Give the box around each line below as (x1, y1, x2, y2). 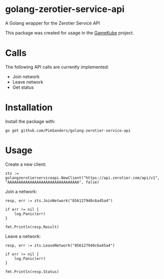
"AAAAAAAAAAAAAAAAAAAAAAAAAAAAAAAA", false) (5, 179, 99, 185)
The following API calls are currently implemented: (5, 64, 109, 70)
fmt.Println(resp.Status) (5, 269, 59, 274)
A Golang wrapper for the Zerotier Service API (5, 20, 100, 26)
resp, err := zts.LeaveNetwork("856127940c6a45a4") (5, 243, 115, 248)
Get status (12, 84, 34, 90)
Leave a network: (5, 233, 41, 239)
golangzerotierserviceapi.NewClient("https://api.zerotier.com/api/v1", (5, 175, 160, 180)
